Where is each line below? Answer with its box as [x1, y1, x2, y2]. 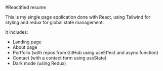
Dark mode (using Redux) [12, 60, 66, 66]
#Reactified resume [5, 5, 47, 10]
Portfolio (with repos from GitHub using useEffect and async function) [12, 50, 158, 55]
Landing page [12, 39, 42, 45]
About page [12, 44, 37, 50]
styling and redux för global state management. [5, 20, 104, 25]
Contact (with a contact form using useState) [12, 55, 107, 61]
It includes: [5, 29, 28, 35]
